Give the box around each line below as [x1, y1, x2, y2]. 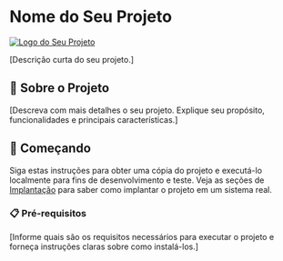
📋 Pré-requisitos [9, 207, 86, 220]
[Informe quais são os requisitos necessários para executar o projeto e [9, 231, 275, 242]
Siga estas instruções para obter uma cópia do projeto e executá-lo [9, 165, 262, 176]
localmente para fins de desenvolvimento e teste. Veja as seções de [9, 175, 265, 186]
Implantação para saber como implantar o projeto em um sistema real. [9, 184, 273, 195]
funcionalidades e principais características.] [9, 114, 178, 125]
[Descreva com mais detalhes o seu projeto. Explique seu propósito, [9, 105, 266, 115]
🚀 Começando [9, 141, 91, 156]
